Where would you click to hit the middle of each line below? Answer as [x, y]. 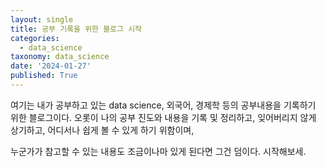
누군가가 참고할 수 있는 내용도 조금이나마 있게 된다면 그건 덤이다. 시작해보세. [158, 151]
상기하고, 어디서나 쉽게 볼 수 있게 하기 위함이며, [102, 130]
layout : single [42, 19]
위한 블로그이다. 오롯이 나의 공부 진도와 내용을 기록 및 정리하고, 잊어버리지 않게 [163, 117]
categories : [35, 38]
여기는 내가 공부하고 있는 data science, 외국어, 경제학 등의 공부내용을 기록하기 [163, 105]
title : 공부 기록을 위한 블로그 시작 [76, 29]
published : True [44, 76]
